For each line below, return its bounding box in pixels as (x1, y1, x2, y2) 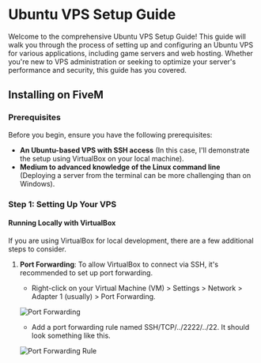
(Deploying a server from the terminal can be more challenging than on (19, 170, 252, 180)
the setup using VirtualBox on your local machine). (19, 153, 184, 163)
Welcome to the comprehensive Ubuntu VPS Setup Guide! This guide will (8, 32, 247, 41)
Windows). (19, 179, 55, 188)
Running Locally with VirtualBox (8, 218, 116, 228)
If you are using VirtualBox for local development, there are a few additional (8, 236, 255, 245)
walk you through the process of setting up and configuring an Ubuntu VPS (8, 40, 254, 49)
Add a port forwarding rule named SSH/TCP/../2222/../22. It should (31, 322, 250, 331)
